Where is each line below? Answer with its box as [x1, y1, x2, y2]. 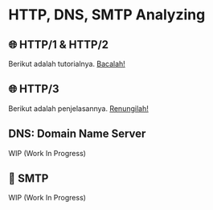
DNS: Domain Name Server [8, 127, 146, 141]
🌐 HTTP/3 [8, 82, 59, 96]
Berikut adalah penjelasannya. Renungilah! [8, 103, 149, 113]
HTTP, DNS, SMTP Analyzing [8, 6, 206, 24]
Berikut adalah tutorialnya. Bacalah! [8, 59, 126, 68]
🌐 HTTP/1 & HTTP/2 [8, 38, 109, 51]
